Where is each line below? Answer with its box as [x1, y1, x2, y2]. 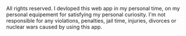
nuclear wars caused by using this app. [6, 23, 103, 30]
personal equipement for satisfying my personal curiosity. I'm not [6, 11, 166, 18]
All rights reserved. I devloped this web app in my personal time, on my [6, 5, 180, 12]
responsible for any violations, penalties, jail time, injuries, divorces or [6, 17, 176, 24]
